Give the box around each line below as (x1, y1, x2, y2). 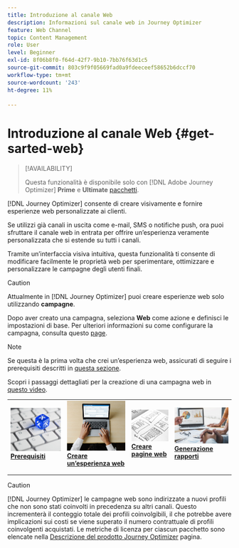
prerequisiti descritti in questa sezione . (7, 364, 122, 373)
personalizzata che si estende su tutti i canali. (7, 236, 141, 245)
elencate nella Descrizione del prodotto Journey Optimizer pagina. (7, 532, 202, 541)
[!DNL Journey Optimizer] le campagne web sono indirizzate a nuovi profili (7, 495, 226, 503)
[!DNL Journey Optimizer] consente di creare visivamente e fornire (7, 199, 203, 208)
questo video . (7, 385, 48, 394)
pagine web (131, 450, 167, 458)
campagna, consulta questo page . (7, 329, 108, 337)
